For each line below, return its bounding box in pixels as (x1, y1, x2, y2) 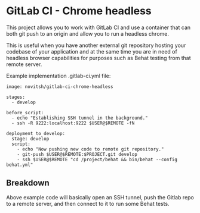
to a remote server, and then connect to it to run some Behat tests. (6, 200, 170, 207)
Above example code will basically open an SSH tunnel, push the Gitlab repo (6, 193, 194, 201)
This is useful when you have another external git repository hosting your (6, 42, 186, 49)
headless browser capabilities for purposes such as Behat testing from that (6, 54, 191, 61)
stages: (6, 94, 26, 100)
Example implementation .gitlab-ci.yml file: (6, 72, 111, 79)
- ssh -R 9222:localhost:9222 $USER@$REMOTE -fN (11, 120, 135, 126)
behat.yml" (6, 162, 33, 168)
